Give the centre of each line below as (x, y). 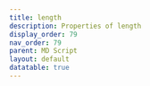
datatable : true (39, 68)
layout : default (39, 59)
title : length (36, 17)
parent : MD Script (43, 51)
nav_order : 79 (36, 43)
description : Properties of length (75, 26)
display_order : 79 (43, 34)
